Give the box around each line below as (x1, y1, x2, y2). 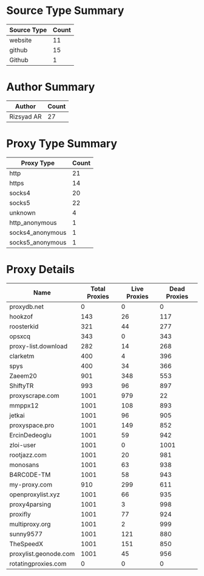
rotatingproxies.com (9, 559, 67, 567)
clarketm (9, 352, 35, 360)
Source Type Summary (6, 4, 124, 18)
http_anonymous (9, 218, 57, 227)
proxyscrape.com (9, 391, 59, 400)
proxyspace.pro (9, 421, 55, 429)
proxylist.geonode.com (9, 549, 75, 558)
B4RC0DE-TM (9, 470, 51, 479)
